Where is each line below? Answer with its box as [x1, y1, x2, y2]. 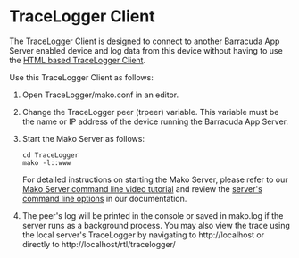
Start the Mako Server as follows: [21, 133, 145, 144]
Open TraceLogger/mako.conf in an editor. [21, 89, 179, 100]
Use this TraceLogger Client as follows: [9, 71, 154, 82]
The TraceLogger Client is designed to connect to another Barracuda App [9, 36, 280, 46]
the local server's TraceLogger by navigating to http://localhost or [21, 229, 265, 240]
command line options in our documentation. [21, 193, 187, 204]
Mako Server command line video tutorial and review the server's [21, 183, 263, 194]
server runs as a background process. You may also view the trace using [21, 220, 290, 230]
